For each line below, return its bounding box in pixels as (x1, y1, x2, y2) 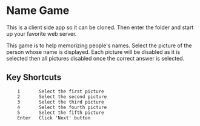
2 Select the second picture (17, 93, 107, 100)
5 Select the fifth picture (17, 110, 104, 116)
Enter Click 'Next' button (17, 114, 91, 121)
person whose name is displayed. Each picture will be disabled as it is (6, 48, 181, 55)
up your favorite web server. (6, 30, 77, 37)
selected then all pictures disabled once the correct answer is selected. (6, 55, 185, 62)
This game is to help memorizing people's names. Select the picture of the (6, 42, 192, 49)
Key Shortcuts (6, 72, 62, 82)
